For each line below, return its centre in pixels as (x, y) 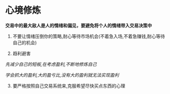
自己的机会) (25, 42)
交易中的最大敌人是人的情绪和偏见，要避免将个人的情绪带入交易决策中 (79, 25)
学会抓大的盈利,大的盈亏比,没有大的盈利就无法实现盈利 (62, 75)
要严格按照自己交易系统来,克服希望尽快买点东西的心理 (69, 86)
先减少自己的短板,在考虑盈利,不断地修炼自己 (51, 64)
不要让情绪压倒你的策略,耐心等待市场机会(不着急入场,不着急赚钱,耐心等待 (89, 36)
